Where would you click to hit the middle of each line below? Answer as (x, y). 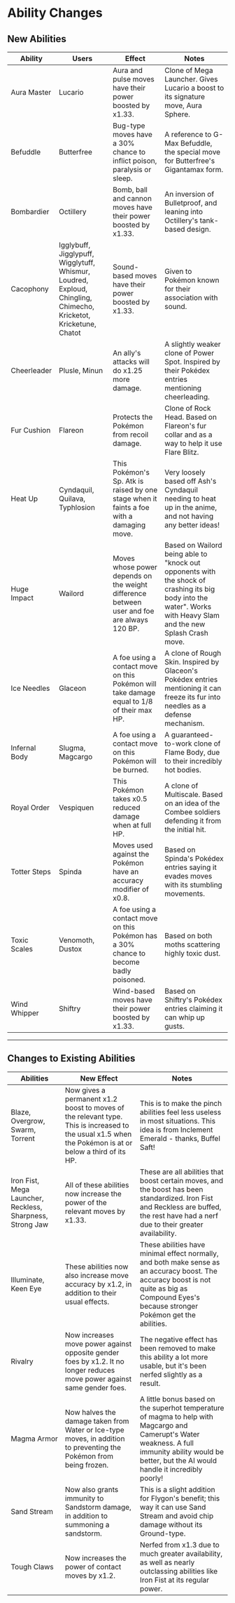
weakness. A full (167, 1443)
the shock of (185, 580)
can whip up (184, 1017)
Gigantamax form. (194, 170)
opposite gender (92, 1352)
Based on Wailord (193, 545)
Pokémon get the (168, 1314)
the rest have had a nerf (179, 1215)
